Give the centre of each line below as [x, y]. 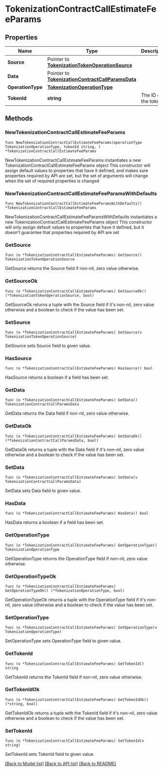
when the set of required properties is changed [52, 181]
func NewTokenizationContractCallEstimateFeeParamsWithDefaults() [73, 203]
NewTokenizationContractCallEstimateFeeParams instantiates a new [73, 160]
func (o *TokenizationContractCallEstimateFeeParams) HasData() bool [77, 513]
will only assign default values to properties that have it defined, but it [74, 227]
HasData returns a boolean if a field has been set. [55, 522]
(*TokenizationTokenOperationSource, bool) [50, 295]
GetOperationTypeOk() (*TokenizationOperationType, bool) [65, 591]
